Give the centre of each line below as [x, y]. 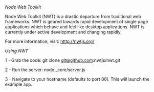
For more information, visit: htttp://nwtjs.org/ [50, 41]
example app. [19, 84]
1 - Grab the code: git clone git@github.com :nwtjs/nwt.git [63, 60]
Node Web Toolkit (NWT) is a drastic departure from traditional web [73, 16]
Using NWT [17, 51]
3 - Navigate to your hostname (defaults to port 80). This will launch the [77, 79]
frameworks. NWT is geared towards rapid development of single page [77, 22]
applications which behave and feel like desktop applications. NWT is [75, 27]
